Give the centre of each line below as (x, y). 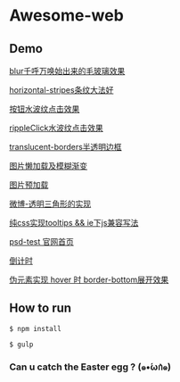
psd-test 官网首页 (41, 241)
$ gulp (21, 345)
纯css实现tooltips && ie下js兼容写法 (74, 223)
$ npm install (36, 328)
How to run (41, 308)
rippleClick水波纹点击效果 (57, 128)
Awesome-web (67, 16)
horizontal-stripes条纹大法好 (61, 90)
